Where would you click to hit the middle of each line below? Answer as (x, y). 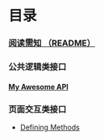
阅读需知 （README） (52, 43)
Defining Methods (50, 127)
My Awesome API (38, 87)
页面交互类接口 (37, 109)
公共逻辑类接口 (37, 67)
